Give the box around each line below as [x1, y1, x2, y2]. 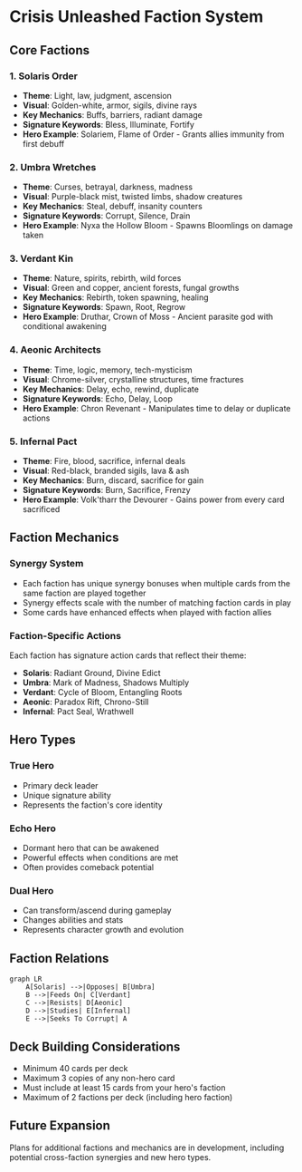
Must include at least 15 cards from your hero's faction [22, 1081, 226, 1093]
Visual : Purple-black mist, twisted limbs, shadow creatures [22, 191, 243, 202]
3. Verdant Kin [9, 252, 74, 265]
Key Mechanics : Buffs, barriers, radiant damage [22, 109, 203, 120]
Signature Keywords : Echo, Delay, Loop [22, 392, 174, 404]
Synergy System [9, 557, 84, 570]
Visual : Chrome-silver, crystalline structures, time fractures [22, 373, 244, 384]
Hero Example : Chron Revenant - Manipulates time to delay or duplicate [22, 402, 291, 413]
